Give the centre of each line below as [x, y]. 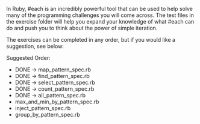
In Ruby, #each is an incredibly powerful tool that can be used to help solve [99, 9]
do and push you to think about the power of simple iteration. [82, 28]
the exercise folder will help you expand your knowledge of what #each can [100, 21]
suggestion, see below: [35, 46]
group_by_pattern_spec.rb [47, 115]
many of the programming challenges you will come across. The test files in [100, 15]
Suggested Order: [28, 58]
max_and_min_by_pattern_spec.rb [57, 102]
